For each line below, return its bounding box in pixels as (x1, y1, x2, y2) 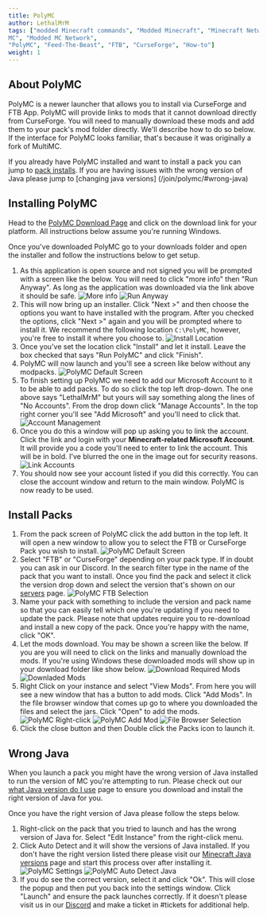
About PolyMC (8, 78, 82, 91)
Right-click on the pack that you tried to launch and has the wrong (19, 824, 237, 833)
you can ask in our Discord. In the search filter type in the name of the (19, 563, 250, 573)
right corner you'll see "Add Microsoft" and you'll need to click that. (19, 409, 241, 418)
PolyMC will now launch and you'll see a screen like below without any (19, 359, 251, 368)
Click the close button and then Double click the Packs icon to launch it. (19, 724, 255, 733)
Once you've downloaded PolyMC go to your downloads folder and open (8, 242, 248, 251)
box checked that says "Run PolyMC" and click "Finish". (19, 350, 203, 359)
